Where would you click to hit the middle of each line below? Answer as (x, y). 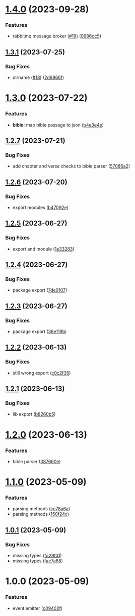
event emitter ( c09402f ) (38, 608)
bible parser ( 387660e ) (37, 461)
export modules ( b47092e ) (41, 208)
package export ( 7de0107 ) (40, 290)
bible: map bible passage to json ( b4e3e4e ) (58, 125)
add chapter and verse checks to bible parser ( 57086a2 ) (71, 166)
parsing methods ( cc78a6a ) (41, 509)
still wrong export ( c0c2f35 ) (42, 373)
